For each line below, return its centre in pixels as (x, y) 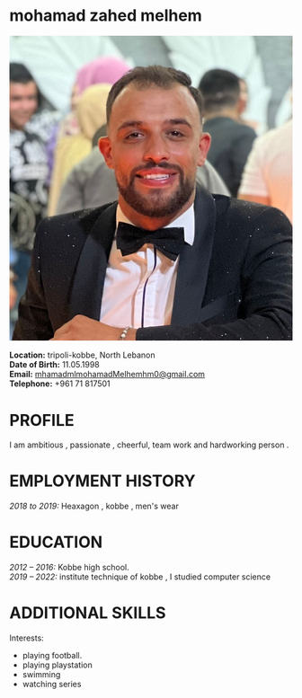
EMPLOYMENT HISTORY (102, 481)
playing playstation (57, 665)
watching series (52, 685)
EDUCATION (56, 542)
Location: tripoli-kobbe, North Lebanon (82, 355)
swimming (41, 675)
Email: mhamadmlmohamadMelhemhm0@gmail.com (107, 375)
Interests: (27, 638)
